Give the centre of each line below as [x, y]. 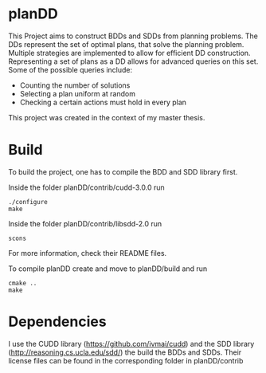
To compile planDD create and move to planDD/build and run [108, 269]
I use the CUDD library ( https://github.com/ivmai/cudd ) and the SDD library [131, 344]
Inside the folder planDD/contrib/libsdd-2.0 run [85, 223]
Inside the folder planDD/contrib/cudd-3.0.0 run [86, 187]
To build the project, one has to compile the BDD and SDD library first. [123, 171]
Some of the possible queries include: [70, 69]
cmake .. [23, 283]
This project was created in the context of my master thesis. [107, 117]
